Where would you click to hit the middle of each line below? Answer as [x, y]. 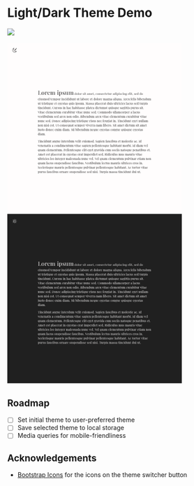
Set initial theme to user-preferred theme [76, 420]
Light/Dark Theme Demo [80, 13]
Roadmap [29, 403]
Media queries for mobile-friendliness [72, 436]
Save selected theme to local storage [70, 428]
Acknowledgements [52, 458]
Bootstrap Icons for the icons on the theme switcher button [102, 475]
